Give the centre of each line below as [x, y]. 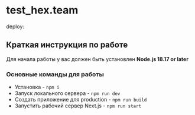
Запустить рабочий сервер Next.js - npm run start [78, 106]
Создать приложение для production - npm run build [81, 100]
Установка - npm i [37, 87]
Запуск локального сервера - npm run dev [67, 93]
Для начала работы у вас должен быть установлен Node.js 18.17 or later [97, 59]
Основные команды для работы [55, 74]
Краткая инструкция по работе [67, 45]
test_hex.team [42, 10]
